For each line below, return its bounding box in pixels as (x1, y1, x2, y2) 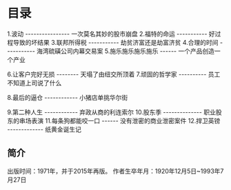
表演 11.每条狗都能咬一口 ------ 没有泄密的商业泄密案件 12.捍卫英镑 (30, 116, 221, 125)
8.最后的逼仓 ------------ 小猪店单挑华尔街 (7, 93, 128, 101)
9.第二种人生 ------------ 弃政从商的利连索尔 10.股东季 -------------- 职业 (7, 107, 216, 116)
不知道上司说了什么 (7, 78, 62, 87)
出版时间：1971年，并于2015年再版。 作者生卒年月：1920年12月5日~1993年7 (7, 167, 224, 175)
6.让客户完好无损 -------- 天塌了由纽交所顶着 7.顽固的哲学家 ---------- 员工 (7, 70, 221, 78)
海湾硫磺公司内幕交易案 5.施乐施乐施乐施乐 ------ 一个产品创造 (37, 47, 215, 55)
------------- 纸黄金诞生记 (7, 125, 81, 134)
